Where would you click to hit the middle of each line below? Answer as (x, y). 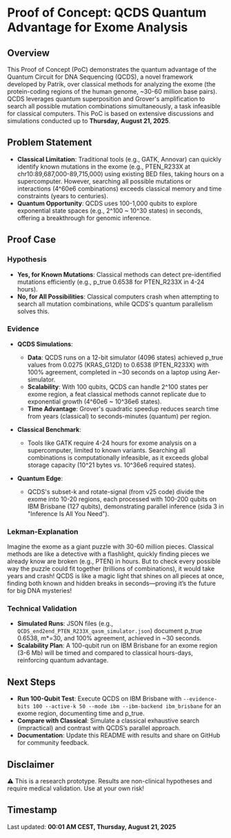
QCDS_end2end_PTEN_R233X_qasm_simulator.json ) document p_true (110, 631)
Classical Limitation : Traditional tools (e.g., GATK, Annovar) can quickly (119, 159)
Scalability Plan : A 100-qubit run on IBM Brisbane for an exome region (117, 646)
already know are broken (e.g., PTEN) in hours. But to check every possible (114, 562)
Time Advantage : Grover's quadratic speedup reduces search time (123, 408)
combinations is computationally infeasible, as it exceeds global (118, 457)
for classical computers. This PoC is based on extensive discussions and (110, 113)
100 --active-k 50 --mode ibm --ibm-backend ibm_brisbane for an (127, 706)
